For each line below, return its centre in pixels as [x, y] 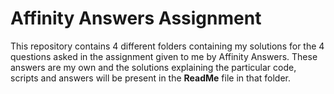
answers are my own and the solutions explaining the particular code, [153, 67]
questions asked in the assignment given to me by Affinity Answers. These [164, 56]
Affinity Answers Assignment [136, 18]
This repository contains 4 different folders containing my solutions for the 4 [167, 46]
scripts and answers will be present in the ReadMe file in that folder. [150, 78]
